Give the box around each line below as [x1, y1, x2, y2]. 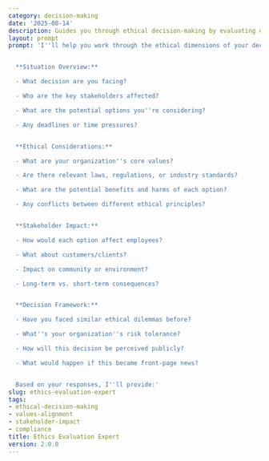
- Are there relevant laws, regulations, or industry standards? [15, 172, 239, 180]
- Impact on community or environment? [15, 265, 149, 273]
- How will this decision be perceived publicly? [15, 345, 184, 353]
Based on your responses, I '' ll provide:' [15, 380, 159, 389]
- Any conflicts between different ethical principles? [15, 200, 206, 208]
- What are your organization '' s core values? [15, 157, 174, 165]
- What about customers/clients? [15, 250, 127, 259]
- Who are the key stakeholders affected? [15, 92, 159, 100]
